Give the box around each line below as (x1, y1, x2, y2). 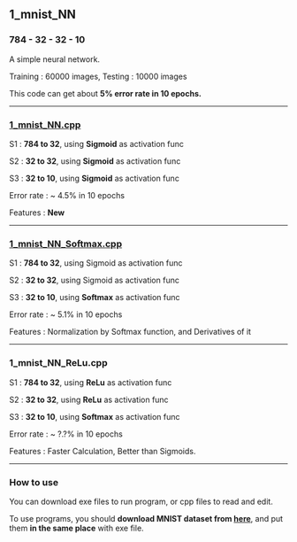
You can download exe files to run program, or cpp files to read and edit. (9, 496, 274, 507)
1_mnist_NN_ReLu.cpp (9, 357, 108, 369)
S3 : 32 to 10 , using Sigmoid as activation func (9, 173, 179, 183)
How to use (9, 476, 59, 488)
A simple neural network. (9, 53, 100, 65)
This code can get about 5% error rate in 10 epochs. (9, 88, 202, 98)
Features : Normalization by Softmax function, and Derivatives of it (9, 327, 252, 337)
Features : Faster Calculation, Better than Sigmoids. (9, 445, 196, 456)
